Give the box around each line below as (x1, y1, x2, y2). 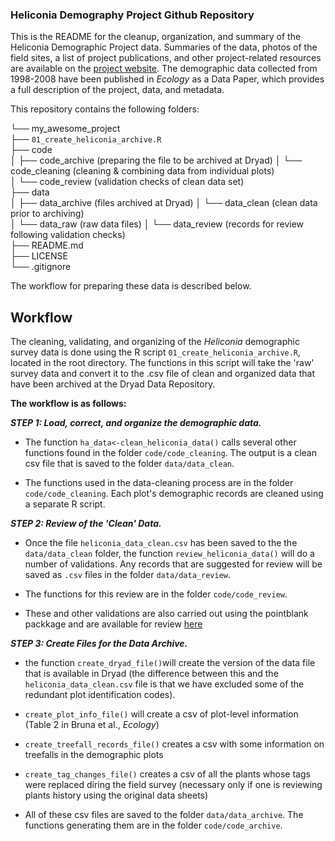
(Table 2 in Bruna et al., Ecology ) (24, 719, 160, 731)
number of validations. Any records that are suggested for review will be (24, 558, 323, 570)
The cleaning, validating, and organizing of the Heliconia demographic (10, 336, 300, 348)
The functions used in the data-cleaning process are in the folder (24, 477, 294, 489)
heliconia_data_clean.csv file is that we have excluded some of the (24, 678, 305, 690)
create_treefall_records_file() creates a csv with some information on (24, 738, 325, 750)
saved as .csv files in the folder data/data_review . (24, 569, 231, 581)
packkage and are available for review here (24, 618, 203, 630)
